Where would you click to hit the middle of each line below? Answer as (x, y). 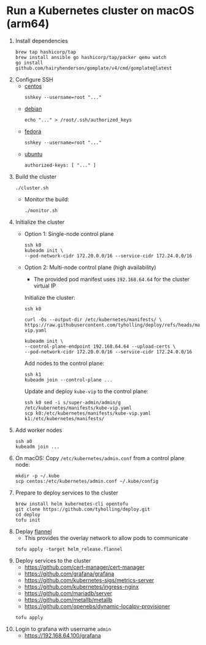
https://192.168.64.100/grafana (63, 635)
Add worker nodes (39, 430)
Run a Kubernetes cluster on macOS (100, 11)
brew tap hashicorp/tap (46, 52)
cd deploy (28, 514)
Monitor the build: (47, 199)
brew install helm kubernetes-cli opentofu (72, 504)
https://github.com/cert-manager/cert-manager (85, 567)
